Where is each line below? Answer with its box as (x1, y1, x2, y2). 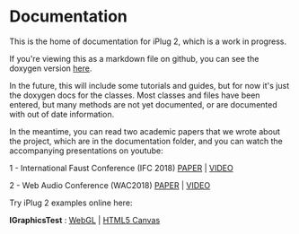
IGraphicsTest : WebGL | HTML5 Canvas (9, 214, 161, 225)
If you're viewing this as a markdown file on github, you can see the (9, 53, 259, 64)
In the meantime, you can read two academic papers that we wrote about (9, 126, 281, 136)
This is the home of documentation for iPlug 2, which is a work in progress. (9, 36, 287, 47)
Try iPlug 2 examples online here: (9, 197, 133, 208)
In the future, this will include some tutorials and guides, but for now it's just (9, 80, 290, 91)
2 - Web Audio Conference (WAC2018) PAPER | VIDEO (9, 179, 211, 190)
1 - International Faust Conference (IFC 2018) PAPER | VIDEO (9, 162, 233, 173)
